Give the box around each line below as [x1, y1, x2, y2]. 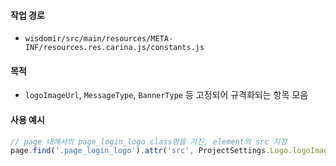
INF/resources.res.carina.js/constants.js [24, 43, 205, 53]
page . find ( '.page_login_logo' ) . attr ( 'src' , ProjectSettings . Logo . [10, 146, 293, 156]
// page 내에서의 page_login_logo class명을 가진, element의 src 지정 [10, 136, 288, 147]
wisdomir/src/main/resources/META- [24, 34, 174, 44]
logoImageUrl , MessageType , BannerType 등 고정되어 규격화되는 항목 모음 [24, 89, 309, 101]
